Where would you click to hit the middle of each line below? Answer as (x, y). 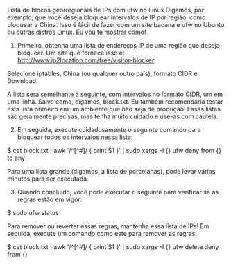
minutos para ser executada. (48, 179)
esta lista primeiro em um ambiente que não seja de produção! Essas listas (114, 109)
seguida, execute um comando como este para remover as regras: (102, 234)
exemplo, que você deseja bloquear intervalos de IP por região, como (106, 17)
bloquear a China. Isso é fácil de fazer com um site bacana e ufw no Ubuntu (116, 25)
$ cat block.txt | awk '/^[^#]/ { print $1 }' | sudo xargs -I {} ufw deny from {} (114, 150)
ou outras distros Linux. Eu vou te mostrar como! (77, 32)
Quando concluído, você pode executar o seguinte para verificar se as (118, 192)
